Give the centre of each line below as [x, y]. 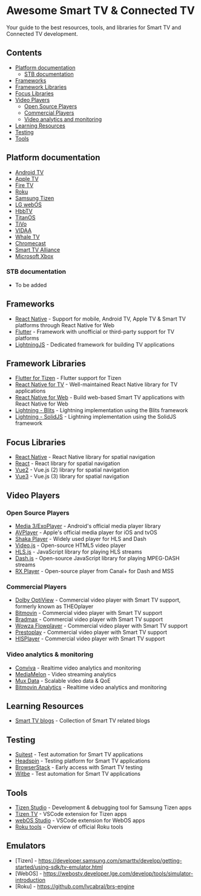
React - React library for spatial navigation [68, 463]
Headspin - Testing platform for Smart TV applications [82, 761]
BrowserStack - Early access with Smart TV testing [79, 767]
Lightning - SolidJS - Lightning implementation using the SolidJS [96, 417]
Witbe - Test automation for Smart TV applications [78, 774]
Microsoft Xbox [34, 256]
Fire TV [24, 185]
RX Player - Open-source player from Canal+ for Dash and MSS [94, 571]
